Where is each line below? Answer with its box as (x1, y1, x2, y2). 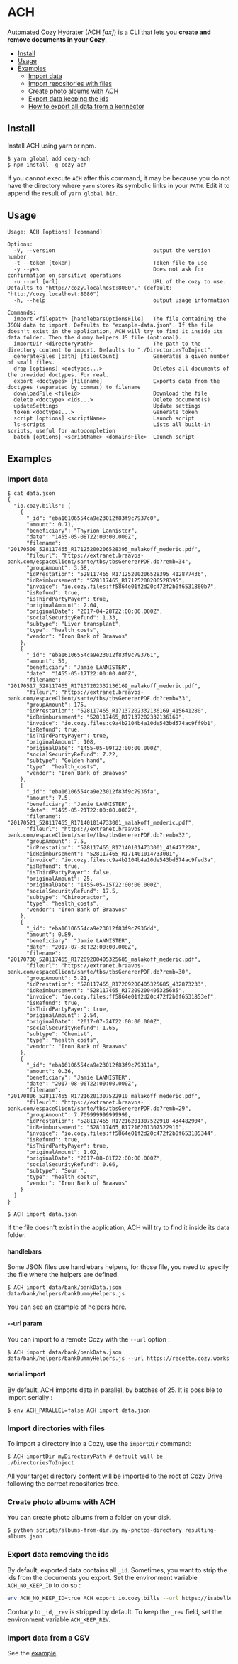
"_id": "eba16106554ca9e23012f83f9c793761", (25, 651, 160, 659)
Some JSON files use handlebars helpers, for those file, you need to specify (7, 1263, 229, 1271)
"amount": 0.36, (25, 1068, 74, 1075)
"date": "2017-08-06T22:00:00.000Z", (25, 1080, 138, 1087)
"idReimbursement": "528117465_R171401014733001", (25, 850, 179, 858)
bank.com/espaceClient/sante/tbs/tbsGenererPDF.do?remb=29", (7, 1105, 192, 1112)
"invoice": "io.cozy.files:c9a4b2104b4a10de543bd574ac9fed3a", (25, 857, 217, 864)
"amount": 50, (25, 658, 69, 665)
